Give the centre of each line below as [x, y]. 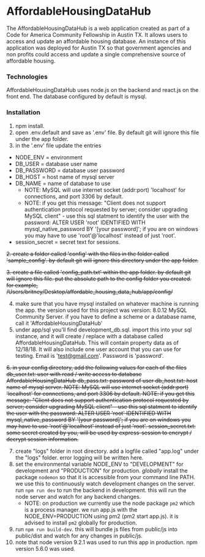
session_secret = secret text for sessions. [68, 242]
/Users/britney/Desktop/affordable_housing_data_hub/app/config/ [90, 292]
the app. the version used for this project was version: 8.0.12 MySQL [101, 310]
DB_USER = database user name [56, 164]
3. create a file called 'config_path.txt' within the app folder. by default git [99, 272]
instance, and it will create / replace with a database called [89, 336]
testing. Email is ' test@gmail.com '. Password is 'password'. [89, 355]
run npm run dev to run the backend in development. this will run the [101, 490]
